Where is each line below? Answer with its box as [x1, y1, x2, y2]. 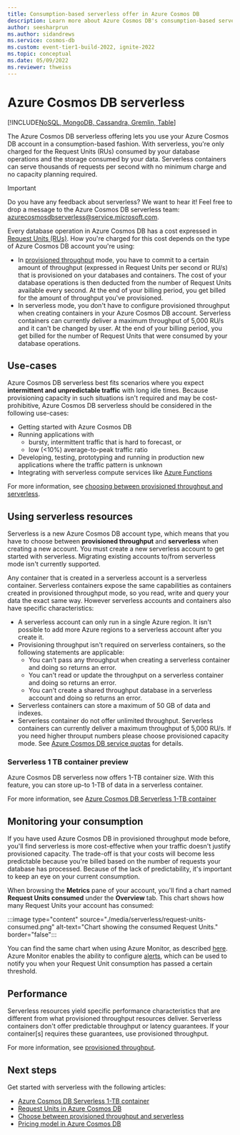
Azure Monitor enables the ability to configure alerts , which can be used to [7, 951, 227, 961]
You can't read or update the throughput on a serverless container [28, 671, 224, 679]
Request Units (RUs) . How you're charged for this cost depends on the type [7, 234, 230, 243]
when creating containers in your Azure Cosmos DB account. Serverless [17, 309, 231, 317]
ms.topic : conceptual [7, 51, 72, 58]
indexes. [17, 709, 43, 718]
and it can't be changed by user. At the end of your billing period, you [17, 324, 223, 332]
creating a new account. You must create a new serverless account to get [7, 544, 225, 554]
